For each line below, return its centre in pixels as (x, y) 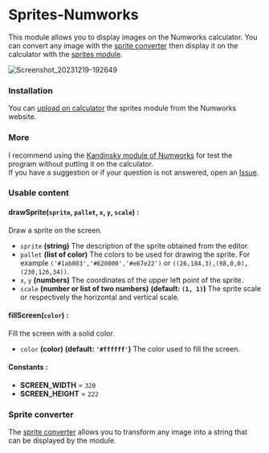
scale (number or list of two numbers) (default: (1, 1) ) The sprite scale (141, 288)
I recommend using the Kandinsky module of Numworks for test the (120, 155)
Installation (31, 90)
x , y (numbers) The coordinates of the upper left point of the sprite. (132, 280)
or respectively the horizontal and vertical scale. (100, 297)
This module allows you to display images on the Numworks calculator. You (133, 37)
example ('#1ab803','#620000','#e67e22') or (95, 262)
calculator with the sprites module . (65, 54)
